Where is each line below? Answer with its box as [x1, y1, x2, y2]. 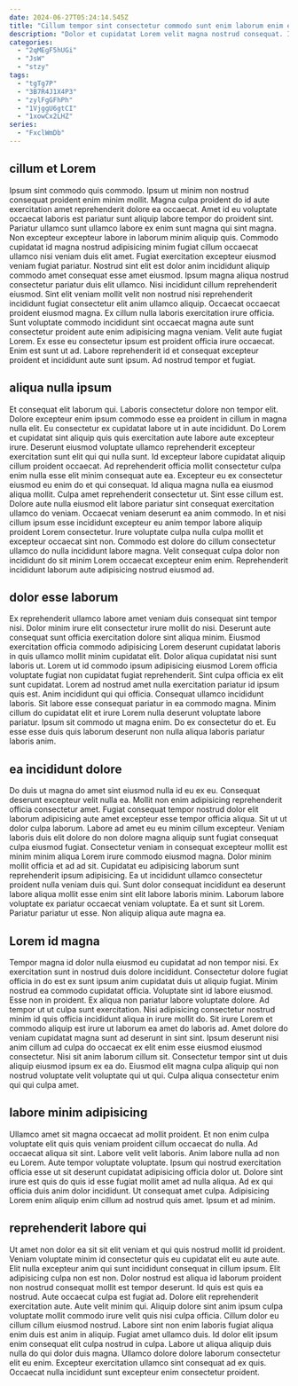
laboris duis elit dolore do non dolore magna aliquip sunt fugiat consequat [9, 832, 278, 843]
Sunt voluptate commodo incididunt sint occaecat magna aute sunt [9, 317, 255, 327]
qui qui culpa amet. [9, 1079, 80, 1090]
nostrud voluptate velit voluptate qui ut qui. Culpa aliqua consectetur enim [9, 1070, 279, 1081]
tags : [9, 71, 29, 80]
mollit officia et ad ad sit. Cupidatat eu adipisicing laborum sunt [9, 861, 239, 871]
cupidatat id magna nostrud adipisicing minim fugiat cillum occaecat [9, 241, 259, 252]
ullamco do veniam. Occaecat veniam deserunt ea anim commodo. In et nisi [9, 508, 286, 518]
